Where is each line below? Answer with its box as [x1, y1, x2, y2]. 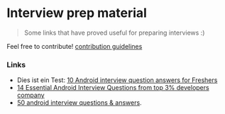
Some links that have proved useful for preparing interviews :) [23, 28, 205, 37]
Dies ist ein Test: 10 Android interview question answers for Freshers [16, 76, 218, 84]
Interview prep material [6, 5, 147, 21]
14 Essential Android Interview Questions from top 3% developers [16, 84, 210, 92]
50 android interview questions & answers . [16, 98, 143, 107]
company [16, 91, 45, 100]
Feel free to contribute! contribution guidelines [6, 42, 143, 50]
